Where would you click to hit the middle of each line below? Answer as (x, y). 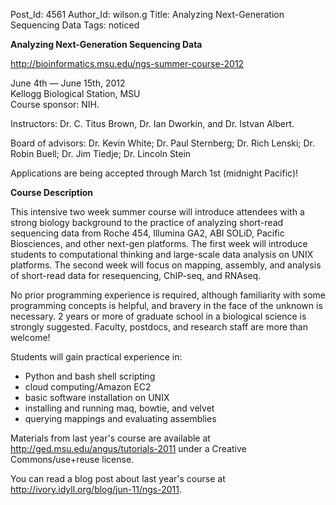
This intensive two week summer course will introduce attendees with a (157, 212)
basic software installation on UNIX (97, 397)
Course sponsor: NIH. (55, 104)
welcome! (30, 337)
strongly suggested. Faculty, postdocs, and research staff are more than (159, 327)
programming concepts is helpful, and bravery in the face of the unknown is (166, 305)
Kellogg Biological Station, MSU (75, 93)
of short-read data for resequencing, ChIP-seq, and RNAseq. (136, 275)
